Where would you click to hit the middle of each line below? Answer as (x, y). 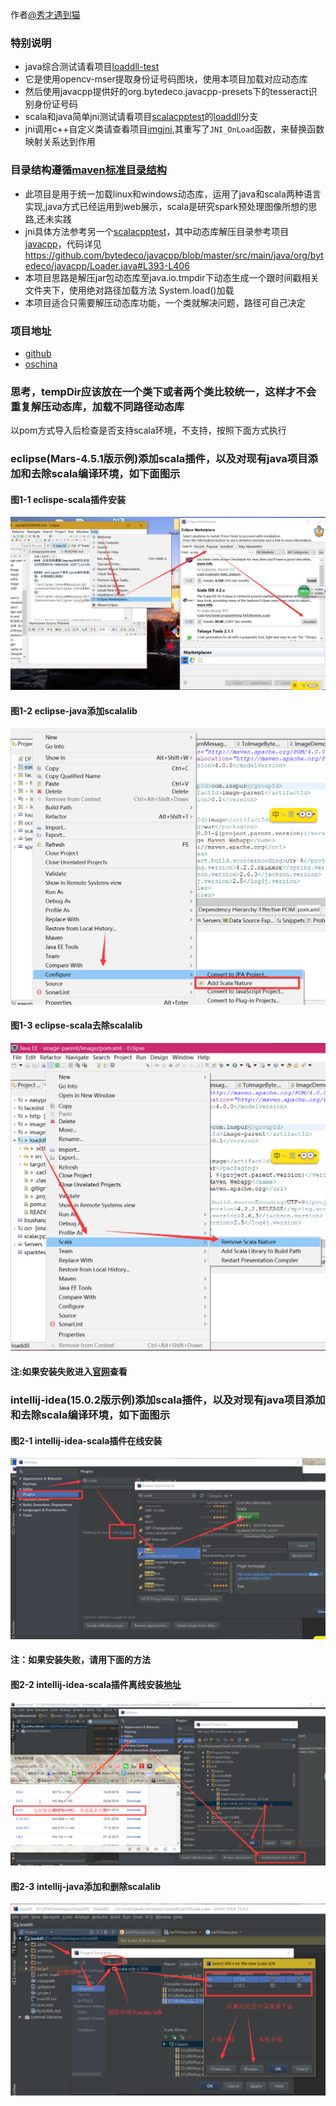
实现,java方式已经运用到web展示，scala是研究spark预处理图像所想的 (166, 206)
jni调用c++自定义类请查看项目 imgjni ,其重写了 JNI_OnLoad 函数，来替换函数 (174, 129)
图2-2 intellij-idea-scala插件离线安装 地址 (96, 1684)
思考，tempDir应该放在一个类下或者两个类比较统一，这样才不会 (163, 391)
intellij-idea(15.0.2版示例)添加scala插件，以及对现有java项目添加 (168, 1400)
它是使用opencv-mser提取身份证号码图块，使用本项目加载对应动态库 (166, 79)
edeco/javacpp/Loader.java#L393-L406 (107, 265)
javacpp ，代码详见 (63, 244)
